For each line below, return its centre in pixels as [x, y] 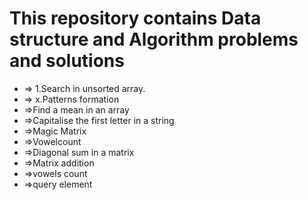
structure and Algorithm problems [154, 39]
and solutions [67, 61]
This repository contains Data [135, 18]
